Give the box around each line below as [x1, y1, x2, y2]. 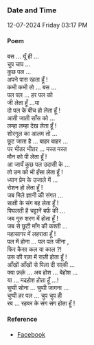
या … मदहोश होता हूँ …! [7, 276, 59, 284]
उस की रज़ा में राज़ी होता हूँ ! [7, 252, 67, 261]
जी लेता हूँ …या [7, 98, 40, 106]
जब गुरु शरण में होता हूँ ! [7, 214, 59, 222]
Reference [7, 315, 38, 324]
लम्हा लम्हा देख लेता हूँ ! [7, 121, 57, 130]
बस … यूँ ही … [7, 52, 39, 60]
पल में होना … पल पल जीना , [7, 237, 69, 246]
